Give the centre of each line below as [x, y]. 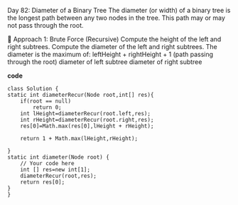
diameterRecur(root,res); [59, 176]
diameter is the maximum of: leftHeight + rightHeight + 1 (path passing [110, 54]
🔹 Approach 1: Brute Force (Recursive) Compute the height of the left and [114, 39]
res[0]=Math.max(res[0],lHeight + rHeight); [87, 126]
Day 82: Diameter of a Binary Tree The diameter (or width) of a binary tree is [119, 10]
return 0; [47, 107]
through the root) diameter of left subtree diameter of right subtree [105, 62]
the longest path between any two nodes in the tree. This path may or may [117, 18]
